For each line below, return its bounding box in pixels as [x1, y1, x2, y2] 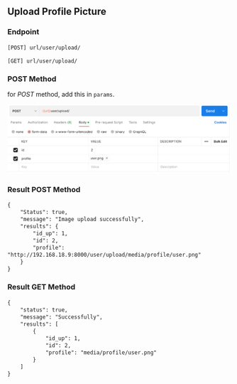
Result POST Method [7, 185, 81, 195]
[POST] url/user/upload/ [7, 44, 81, 51]
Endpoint [7, 27, 40, 37]
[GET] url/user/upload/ [7, 57, 78, 65]
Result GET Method [7, 282, 76, 292]
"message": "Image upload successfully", [20, 216, 144, 223]
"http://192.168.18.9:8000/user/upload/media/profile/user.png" [7, 252, 202, 259]
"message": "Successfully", [20, 313, 103, 321]
